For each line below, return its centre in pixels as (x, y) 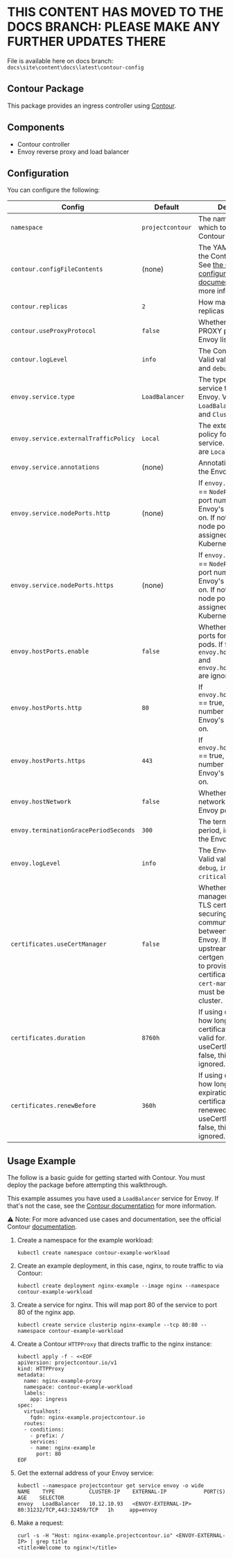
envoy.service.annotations (55, 467)
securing (213, 914)
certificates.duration (48, 1038)
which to (213, 228)
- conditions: (44, 1430)
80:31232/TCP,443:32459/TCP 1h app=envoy (87, 1510)
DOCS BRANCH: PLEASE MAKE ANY (114, 27)
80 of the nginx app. (46, 1312)
